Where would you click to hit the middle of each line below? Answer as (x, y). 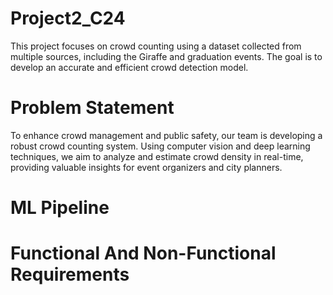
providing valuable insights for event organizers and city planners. (146, 167)
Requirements (70, 274)
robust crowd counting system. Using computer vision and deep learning (160, 146)
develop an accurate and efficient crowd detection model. (129, 67)
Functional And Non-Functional (143, 253)
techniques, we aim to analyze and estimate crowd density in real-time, (157, 156)
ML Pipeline (60, 208)
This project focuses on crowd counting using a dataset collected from (156, 46)
